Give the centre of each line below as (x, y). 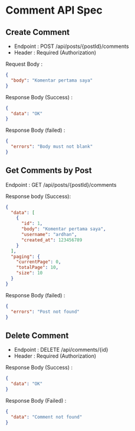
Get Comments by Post (49, 171)
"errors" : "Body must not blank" (52, 147)
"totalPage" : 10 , (37, 268)
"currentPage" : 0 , (39, 262)
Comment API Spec (54, 10)
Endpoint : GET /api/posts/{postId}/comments (61, 184)
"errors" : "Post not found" (45, 312)
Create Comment (38, 32)
